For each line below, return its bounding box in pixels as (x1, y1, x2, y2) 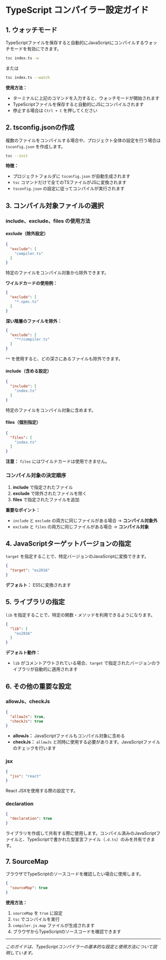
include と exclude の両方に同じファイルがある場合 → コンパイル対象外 (12, 517, 158, 523)
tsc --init (5, 153, 28, 158)
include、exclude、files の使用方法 (5, 218, 91, 224)
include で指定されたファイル (12, 484, 73, 490)
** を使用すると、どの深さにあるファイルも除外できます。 (5, 356, 123, 362)
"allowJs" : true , (10, 714, 46, 719)
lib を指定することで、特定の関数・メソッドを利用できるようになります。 (5, 612, 155, 618)
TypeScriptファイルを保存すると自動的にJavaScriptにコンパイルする (5, 40, 144, 45)
